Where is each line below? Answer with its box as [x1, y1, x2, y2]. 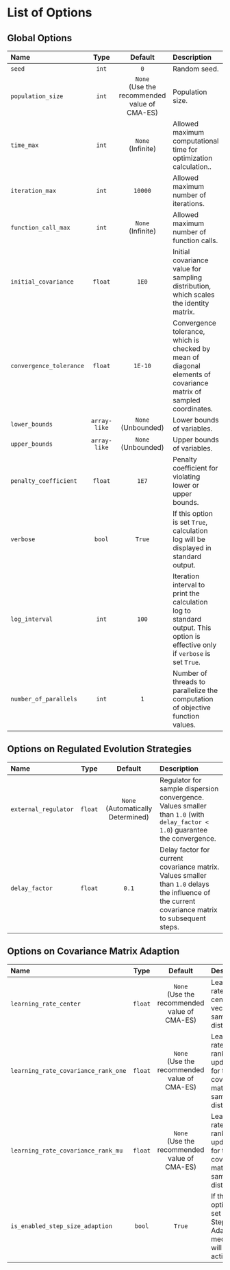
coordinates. [172, 404, 214, 413]
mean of [172, 352, 200, 362]
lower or [172, 481, 200, 490]
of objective [172, 703, 211, 712]
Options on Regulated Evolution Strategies [7, 743, 192, 755]
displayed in [172, 543, 212, 552]
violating [172, 472, 201, 481]
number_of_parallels [10, 695, 77, 703]
